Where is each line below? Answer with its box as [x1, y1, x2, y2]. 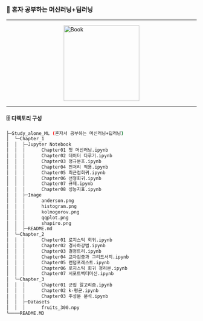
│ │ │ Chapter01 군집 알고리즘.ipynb [6, 282, 113, 288]
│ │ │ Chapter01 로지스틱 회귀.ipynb [6, 237, 113, 243]
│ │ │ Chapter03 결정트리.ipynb [6, 248, 101, 255]
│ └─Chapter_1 [6, 136, 45, 142]
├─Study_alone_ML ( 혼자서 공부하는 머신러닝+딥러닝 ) [6, 130, 124, 137]
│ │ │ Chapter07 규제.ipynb [6, 181, 94, 187]
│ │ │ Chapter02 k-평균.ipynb [6, 288, 98, 294]
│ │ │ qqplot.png [6, 215, 69, 221]
